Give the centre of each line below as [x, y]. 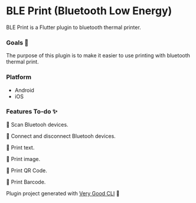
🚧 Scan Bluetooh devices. [37, 124]
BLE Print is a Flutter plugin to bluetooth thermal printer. [74, 27]
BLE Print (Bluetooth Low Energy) [89, 11]
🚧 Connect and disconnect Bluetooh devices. [61, 136]
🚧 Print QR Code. [27, 170]
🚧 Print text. [20, 147]
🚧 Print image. [23, 159]
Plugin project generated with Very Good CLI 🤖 [63, 193]
